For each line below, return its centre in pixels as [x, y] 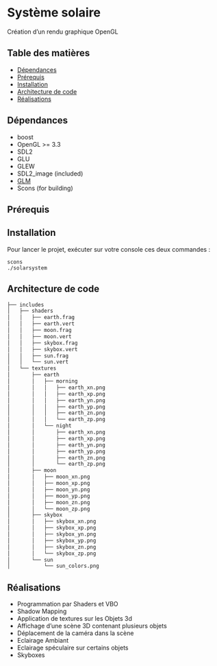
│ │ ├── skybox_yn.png [52, 534]
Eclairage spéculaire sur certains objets [73, 648]
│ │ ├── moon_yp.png [49, 496]
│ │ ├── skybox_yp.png [52, 540]
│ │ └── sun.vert [38, 362]
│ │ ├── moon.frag [39, 331]
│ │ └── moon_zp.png [49, 509]
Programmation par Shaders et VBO [67, 604]
